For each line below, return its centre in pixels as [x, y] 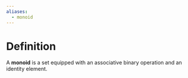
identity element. [27, 69]
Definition [31, 46]
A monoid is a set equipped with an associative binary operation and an [94, 63]
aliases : [17, 12]
